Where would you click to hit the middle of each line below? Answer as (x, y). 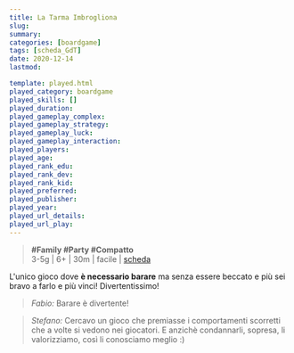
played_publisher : (43, 200)
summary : (25, 34)
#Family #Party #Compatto (82, 250)
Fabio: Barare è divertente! (80, 303)
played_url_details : (48, 216)
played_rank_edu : (41, 166)
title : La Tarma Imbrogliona (63, 17)
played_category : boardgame (61, 91)
